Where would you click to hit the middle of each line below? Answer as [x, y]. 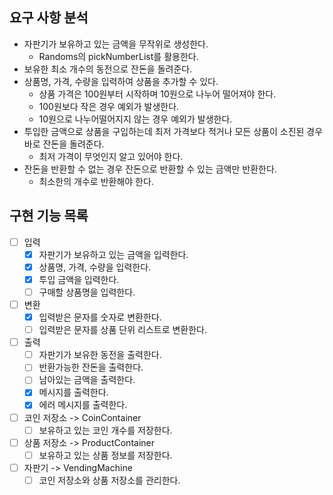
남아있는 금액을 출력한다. [87, 380]
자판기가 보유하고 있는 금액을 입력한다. [113, 254]
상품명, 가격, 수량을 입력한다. [95, 267]
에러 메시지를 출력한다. [83, 405]
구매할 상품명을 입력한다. [87, 292]
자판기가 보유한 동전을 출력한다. [100, 355]
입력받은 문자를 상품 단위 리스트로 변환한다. [123, 330]
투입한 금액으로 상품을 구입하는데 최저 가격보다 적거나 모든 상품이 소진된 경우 [173, 131]
